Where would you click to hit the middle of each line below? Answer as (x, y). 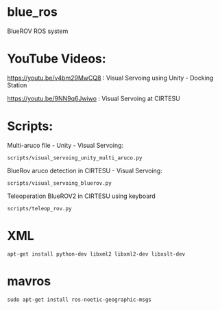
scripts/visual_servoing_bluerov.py (59, 183)
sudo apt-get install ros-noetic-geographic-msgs (80, 300)
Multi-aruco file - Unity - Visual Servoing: (65, 145)
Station (17, 85)
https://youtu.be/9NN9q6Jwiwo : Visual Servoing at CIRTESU (94, 98)
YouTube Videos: (57, 59)
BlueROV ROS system (38, 31)
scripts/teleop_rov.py (39, 208)
